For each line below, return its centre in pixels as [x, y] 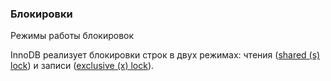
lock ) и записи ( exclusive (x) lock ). [82, 66]
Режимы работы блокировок [72, 36]
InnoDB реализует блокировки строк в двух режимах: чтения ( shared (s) [165, 55]
